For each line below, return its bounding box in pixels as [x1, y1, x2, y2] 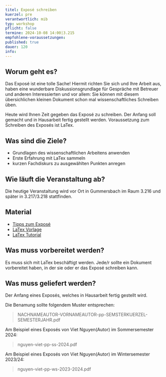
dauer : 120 [5, 44, 28, 49]
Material [5, 208, 31, 216]
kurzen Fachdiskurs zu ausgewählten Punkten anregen [12, 161, 126, 167]
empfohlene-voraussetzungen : [5, 35, 66, 40]
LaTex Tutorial [12, 231, 41, 237]
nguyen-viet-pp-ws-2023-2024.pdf [17, 366, 91, 372]
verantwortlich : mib [5, 16, 48, 21]
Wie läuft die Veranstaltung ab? [5, 175, 105, 184]
